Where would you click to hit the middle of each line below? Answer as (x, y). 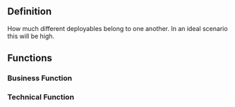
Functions (30, 58)
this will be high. (31, 36)
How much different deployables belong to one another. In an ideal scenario (117, 28)
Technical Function (41, 97)
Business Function (40, 78)
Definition (29, 12)
